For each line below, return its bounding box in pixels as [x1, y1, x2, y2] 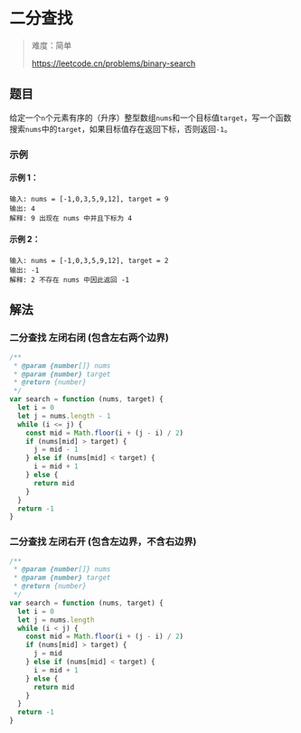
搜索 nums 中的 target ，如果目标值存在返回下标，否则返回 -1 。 [9, 123, 232, 134]
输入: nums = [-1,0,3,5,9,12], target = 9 [9, 194, 169, 203]
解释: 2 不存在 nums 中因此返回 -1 [9, 276, 129, 285]
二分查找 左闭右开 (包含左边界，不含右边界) [9, 535, 197, 548]
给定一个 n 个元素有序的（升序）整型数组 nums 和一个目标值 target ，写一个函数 [9, 112, 292, 123]
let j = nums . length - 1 [17, 411, 111, 420]
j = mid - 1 [33, 445, 79, 455]
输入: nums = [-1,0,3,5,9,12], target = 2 [9, 257, 169, 266]
